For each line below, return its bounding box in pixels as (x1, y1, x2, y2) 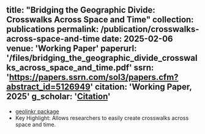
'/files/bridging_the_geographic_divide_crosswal (6, 53, 198, 63)
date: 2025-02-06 (102, 34, 173, 44)
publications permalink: (6, 24, 99, 34)
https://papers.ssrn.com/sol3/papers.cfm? (9, 72, 179, 82)
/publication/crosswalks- (100, 24, 199, 34)
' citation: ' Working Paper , (90, 82, 192, 92)
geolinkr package (15, 108, 59, 115)
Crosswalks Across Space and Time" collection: (6, 15, 194, 25)
